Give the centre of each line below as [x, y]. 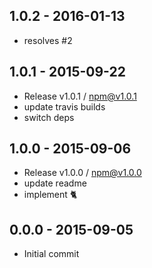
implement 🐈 [50, 195]
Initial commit [51, 254]
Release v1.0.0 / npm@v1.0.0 [82, 173]
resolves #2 [48, 40]
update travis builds [64, 106]
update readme [55, 183]
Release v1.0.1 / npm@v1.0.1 [80, 96]
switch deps [49, 117]
